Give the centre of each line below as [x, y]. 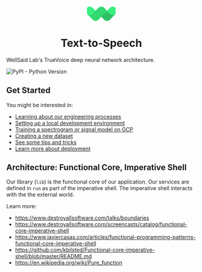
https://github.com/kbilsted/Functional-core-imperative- [85, 250]
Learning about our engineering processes [68, 116]
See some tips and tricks [46, 142]
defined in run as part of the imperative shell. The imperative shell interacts [99, 188]
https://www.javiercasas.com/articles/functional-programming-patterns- [105, 237]
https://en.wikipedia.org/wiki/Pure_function [68, 263]
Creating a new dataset [44, 135]
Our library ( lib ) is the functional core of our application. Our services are [98, 182]
